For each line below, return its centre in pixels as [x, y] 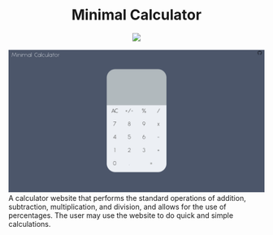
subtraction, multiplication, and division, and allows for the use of [117, 207]
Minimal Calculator [136, 15]
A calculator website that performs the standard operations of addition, [127, 198]
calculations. [30, 224]
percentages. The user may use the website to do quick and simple [121, 215]
